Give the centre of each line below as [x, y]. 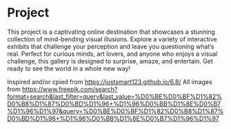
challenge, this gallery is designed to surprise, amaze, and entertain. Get [110, 61]
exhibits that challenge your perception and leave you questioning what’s [111, 46]
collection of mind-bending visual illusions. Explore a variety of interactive [112, 39]
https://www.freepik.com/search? [70, 89]
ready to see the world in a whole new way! [69, 68]
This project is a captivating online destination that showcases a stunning [111, 32]
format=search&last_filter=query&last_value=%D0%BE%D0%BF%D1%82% [115, 96]
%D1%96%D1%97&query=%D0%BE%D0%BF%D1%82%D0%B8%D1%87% [115, 111]
